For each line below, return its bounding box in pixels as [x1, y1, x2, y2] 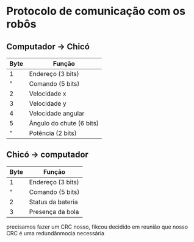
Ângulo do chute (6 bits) [29, 119, 99, 127]
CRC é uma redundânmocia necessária [6, 229, 105, 237]
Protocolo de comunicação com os [6, 4, 186, 18]
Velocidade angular [29, 109, 85, 117]
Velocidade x [29, 89, 66, 98]
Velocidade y [29, 99, 66, 108]
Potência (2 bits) [29, 129, 77, 137]
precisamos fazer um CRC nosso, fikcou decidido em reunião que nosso [6, 223, 188, 230]
